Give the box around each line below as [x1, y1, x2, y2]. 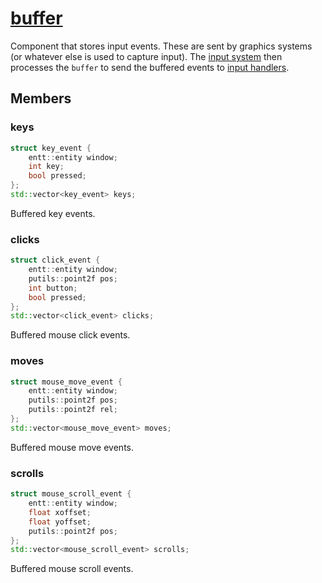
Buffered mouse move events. [10, 441, 135, 453]
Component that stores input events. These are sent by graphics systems [10, 40, 313, 52]
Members [10, 90, 72, 107]
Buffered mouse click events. [10, 329, 131, 341]
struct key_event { [10, 143, 92, 153]
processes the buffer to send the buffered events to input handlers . [10, 61, 290, 73]
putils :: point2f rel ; [28, 405, 118, 415]
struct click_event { [10, 255, 101, 266]
